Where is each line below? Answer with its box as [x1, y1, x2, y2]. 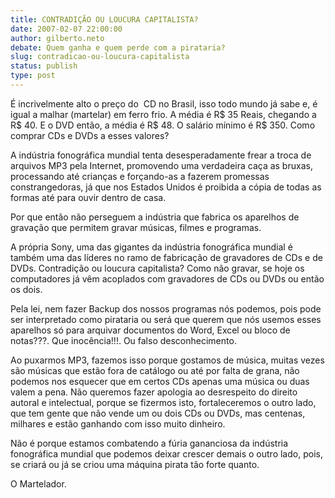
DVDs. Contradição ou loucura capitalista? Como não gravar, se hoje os [10, 262, 305, 274]
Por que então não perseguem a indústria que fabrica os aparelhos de [10, 211, 300, 223]
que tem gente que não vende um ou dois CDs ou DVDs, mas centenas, [10, 407, 306, 419]
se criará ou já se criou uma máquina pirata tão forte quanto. [10, 458, 260, 470]
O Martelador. [10, 477, 67, 490]
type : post [10, 71, 56, 81]
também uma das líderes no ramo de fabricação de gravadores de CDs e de [10, 251, 323, 263]
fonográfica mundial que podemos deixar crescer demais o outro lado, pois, [10, 447, 323, 460]
